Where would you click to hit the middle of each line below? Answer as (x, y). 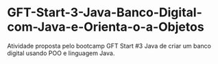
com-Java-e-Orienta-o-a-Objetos (106, 27)
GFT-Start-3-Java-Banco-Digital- (105, 13)
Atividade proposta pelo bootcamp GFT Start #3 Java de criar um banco (109, 46)
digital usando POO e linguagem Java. (61, 53)
